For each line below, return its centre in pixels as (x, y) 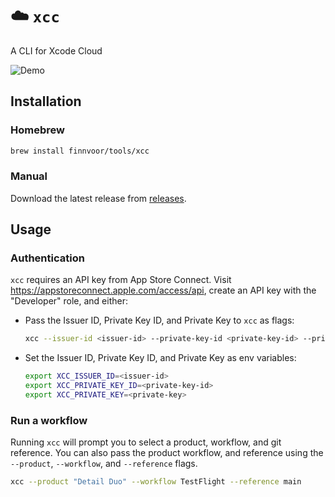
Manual (29, 176)
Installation (46, 101)
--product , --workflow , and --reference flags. (104, 464)
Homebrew (37, 130)
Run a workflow (49, 420)
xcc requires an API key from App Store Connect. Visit (121, 280)
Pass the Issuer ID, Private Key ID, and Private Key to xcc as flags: (159, 320)
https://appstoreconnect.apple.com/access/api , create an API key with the (163, 290)
